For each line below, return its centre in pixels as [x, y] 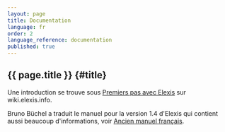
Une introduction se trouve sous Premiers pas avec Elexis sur [97, 92]
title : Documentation [39, 20]
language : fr [27, 27]
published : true [31, 47]
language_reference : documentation [60, 40]
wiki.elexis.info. [30, 100]
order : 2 [20, 34]
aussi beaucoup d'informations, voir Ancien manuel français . [96, 121]
